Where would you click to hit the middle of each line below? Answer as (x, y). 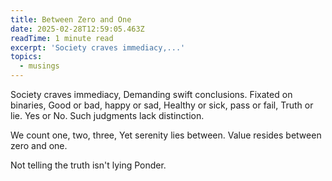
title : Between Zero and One (71, 19)
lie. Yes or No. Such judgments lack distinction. (107, 115)
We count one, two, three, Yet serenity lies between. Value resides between (166, 135)
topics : (26, 57)
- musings (39, 66)
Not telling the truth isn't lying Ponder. (88, 165)
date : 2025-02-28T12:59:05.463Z (77, 29)
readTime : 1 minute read (62, 38)
